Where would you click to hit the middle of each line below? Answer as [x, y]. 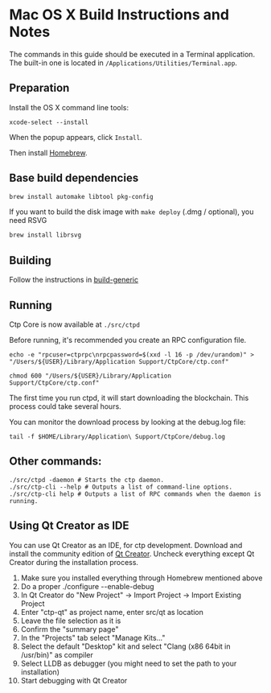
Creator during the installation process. [74, 562]
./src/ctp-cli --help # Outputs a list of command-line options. [121, 487]
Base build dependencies [74, 178]
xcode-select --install [49, 122]
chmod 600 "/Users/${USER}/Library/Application [90, 376]
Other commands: [55, 462]
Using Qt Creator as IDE [69, 526]
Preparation [39, 88]
